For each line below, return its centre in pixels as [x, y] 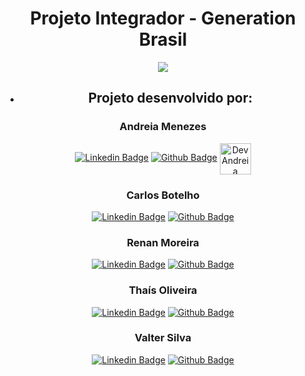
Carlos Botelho [163, 195]
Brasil [163, 39]
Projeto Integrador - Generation [163, 18]
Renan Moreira [163, 242]
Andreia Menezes [163, 127]
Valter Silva [163, 338]
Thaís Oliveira [163, 290]
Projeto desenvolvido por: [170, 98]
